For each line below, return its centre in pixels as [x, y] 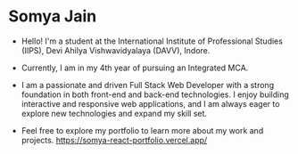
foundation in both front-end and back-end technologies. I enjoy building [155, 94]
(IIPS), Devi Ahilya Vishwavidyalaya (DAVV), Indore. [116, 50]
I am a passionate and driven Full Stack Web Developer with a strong [147, 85]
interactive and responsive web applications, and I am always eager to [150, 103]
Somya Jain [53, 16]
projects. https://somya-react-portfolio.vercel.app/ [114, 140]
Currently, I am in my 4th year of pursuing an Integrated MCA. [135, 68]
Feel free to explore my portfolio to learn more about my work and [142, 130]
